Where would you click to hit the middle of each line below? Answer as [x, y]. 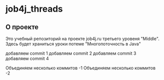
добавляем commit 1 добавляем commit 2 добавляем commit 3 [71, 53]
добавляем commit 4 [27, 59]
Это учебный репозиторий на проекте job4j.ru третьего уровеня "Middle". [82, 39]
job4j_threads [34, 9]
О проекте [22, 27]
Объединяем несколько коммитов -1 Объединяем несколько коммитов [81, 68]
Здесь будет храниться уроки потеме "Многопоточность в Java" [73, 44]
